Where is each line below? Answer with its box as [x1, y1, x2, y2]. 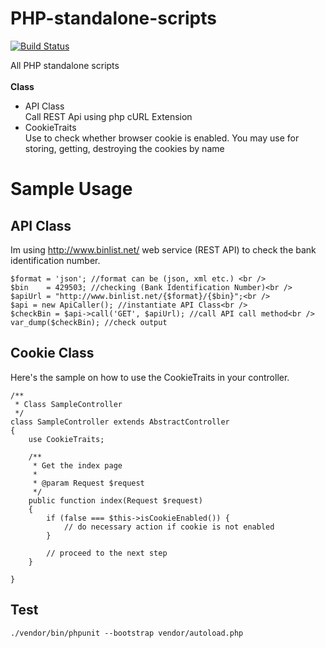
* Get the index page [32, 460, 123, 471]
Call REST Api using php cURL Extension [24, 110, 193, 122]
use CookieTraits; [28, 434, 105, 444]
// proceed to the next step [46, 548, 168, 558]
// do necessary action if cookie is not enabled [63, 522, 275, 532]
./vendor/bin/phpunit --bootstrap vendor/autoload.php [10, 628, 244, 638]
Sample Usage [10, 178, 133, 201]
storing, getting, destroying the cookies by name [24, 142, 225, 154]
